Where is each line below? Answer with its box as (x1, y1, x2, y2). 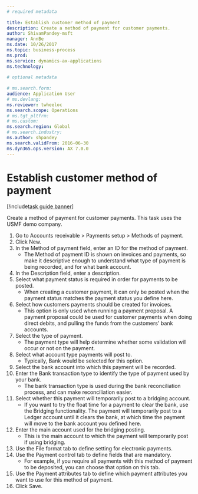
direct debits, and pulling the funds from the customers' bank (24, 320, 173, 327)
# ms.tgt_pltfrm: (6, 113, 49, 118)
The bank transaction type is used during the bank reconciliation (24, 383, 181, 390)
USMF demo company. (6, 220, 62, 228)
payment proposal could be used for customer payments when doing (24, 314, 192, 321)
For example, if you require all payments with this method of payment (24, 457, 193, 465)
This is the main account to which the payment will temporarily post (24, 433, 189, 440)
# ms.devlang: (6, 96, 42, 102)
